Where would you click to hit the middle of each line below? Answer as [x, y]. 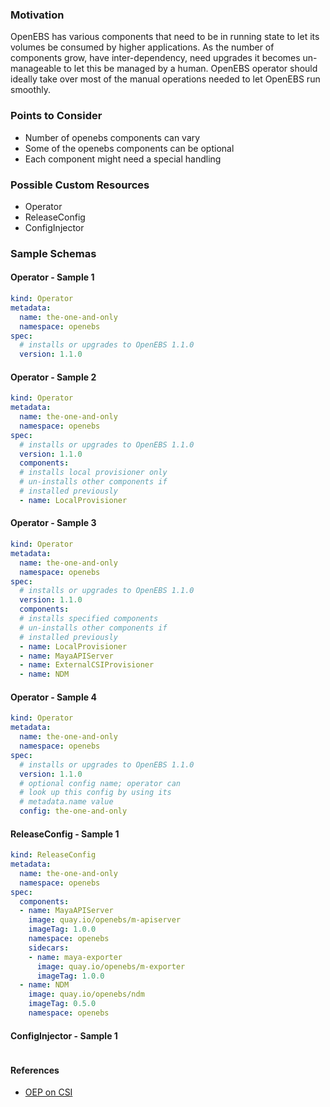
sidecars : [49, 948]
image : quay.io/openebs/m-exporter [111, 966]
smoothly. [31, 90]
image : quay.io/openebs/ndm [86, 994]
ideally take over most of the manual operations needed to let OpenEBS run [165, 79]
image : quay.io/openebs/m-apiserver [105, 920]
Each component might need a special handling [123, 159]
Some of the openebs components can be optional [129, 148]
